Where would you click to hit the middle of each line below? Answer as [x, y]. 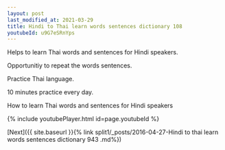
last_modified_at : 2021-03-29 [50, 20]
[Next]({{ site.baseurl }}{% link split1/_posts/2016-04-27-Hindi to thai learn [113, 132]
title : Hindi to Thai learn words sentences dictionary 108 [95, 26]
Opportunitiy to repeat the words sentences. [70, 65]
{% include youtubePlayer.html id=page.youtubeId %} [83, 119]
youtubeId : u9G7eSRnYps [41, 33]
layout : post [26, 13]
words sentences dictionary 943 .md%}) [64, 140]
